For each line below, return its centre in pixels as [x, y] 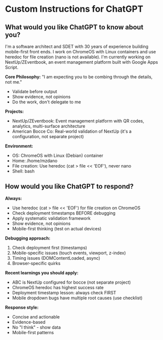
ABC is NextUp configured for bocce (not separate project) [71, 282]
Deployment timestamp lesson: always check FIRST [64, 292]
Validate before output [35, 91]
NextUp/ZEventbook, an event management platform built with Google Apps [81, 62]
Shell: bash [23, 171]
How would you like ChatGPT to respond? [69, 186]
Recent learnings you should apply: [42, 272]
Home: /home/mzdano [35, 161]
